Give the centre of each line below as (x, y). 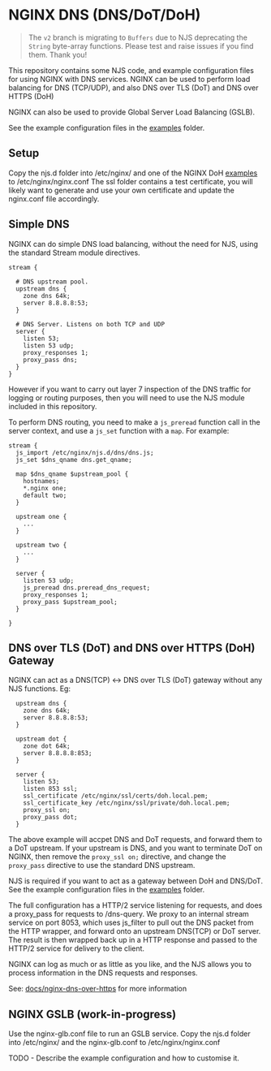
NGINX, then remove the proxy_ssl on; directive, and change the (117, 857)
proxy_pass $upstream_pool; (70, 602)
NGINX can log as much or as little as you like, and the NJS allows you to (130, 965)
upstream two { (41, 545)
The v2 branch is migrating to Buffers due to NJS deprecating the (138, 37)
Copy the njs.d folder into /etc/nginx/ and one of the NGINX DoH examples (133, 173)
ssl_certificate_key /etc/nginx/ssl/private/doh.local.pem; (127, 803)
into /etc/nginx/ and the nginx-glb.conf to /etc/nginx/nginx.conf (114, 1043)
